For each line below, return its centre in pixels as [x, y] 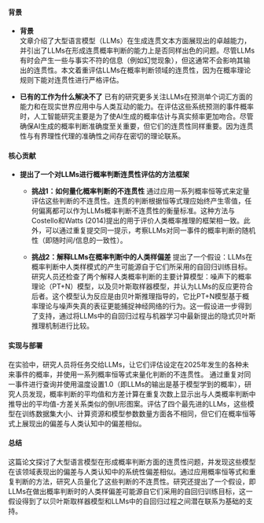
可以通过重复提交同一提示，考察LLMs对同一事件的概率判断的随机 [150, 230]
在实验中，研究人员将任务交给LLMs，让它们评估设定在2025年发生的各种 [125, 364]
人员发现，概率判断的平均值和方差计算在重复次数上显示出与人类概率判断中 [135, 394]
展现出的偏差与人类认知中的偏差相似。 [84, 423]
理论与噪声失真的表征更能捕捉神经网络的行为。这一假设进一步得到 [145, 306]
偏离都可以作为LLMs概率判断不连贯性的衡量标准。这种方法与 [137, 211]
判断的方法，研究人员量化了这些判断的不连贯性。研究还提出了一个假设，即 [135, 481]
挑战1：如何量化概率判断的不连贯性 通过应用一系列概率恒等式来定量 [140, 191]
